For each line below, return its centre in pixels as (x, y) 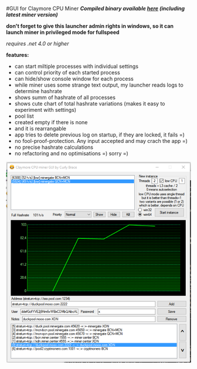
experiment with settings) (45, 110)
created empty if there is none (51, 122)
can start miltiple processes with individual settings (77, 66)
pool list (24, 116)
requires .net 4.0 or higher (38, 44)
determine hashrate (38, 91)
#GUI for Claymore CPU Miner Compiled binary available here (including (96, 8)
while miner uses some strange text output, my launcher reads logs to (99, 85)
